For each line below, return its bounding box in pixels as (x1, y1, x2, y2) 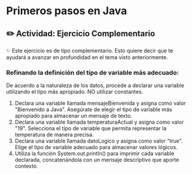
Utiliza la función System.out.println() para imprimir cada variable (14, 150, 175, 157)
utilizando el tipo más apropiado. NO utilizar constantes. (6, 88, 144, 95)
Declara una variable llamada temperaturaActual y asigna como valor (14, 118, 184, 125)
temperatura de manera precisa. (14, 131, 94, 138)
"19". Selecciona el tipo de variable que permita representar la (14, 125, 167, 132)
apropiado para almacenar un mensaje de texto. (14, 112, 133, 120)
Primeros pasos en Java (6, 4, 127, 18)
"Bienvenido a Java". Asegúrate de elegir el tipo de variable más (14, 106, 172, 113)
